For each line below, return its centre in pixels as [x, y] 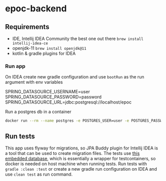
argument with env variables [34, 82]
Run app [15, 66]
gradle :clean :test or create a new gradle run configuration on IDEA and [81, 169]
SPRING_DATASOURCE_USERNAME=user [48, 92]
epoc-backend [36, 9]
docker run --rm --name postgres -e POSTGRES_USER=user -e [67, 121]
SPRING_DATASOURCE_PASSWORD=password [53, 97]
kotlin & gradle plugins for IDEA [44, 53]
